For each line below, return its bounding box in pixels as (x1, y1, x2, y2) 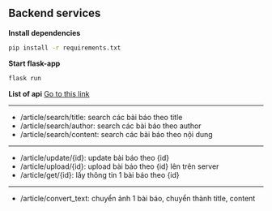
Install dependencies (8, 28, 81, 37)
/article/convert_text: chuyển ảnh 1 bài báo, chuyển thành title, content (19, 193, 256, 203)
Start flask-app (8, 58, 61, 68)
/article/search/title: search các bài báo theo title (19, 112, 183, 122)
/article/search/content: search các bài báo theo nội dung (19, 129, 213, 139)
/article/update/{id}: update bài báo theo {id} (19, 153, 170, 162)
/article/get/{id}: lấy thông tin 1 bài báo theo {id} (19, 170, 180, 179)
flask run (8, 74, 42, 82)
